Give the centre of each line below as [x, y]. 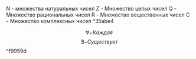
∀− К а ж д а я [99, 32]
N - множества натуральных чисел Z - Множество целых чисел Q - [92, 9]
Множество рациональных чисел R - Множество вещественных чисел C [98, 15]
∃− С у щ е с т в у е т [99, 42]
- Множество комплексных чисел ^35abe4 [60, 21]
